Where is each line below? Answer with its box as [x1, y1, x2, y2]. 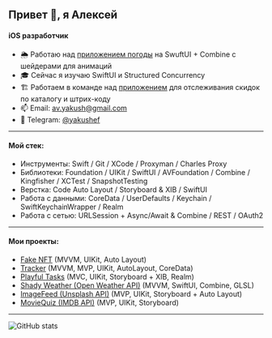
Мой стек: [8, 141, 45, 151]
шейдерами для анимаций [19, 61, 113, 71]
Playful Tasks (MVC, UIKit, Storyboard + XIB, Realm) [19, 272, 194, 281]
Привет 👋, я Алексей [8, 8, 118, 22]
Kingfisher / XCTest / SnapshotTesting [19, 176, 148, 186]
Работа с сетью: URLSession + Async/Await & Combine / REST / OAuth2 [19, 210, 264, 220]
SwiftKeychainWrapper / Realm [19, 202, 124, 212]
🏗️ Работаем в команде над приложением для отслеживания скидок [19, 82, 261, 92]
